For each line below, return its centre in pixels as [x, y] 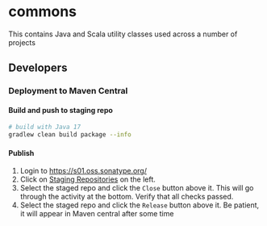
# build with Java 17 [45, 128]
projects [22, 42]
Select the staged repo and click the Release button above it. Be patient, [140, 205]
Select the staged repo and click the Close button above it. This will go [137, 188]
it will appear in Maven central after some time [97, 214]
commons [43, 12]
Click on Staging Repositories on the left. [88, 179]
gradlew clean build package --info [70, 135]
